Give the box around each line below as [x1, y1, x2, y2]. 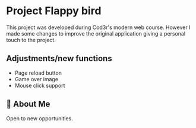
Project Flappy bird [6, 4, 102, 18]
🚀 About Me [6, 99, 50, 109]
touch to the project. [6, 36, 56, 43]
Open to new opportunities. [6, 114, 73, 122]
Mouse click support [14, 82, 65, 89]
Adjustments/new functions [6, 53, 112, 63]
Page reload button [14, 69, 62, 76]
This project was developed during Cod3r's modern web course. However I [6, 24, 191, 31]
